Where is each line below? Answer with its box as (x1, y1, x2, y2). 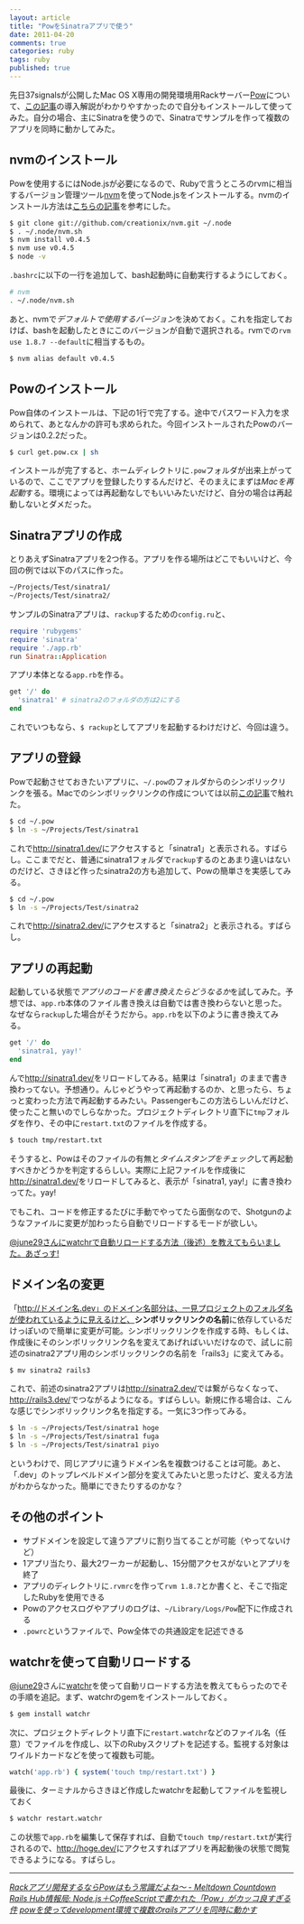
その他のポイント (9, 1510, 105, 1525)
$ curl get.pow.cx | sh (9, 448, 99, 457)
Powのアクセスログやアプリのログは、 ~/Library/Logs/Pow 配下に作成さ (22, 1603, 286, 1613)
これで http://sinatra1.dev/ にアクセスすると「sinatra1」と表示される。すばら (9, 842, 289, 853)
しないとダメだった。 (16, 498, 97, 510)
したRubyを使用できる (22, 1591, 106, 1603)
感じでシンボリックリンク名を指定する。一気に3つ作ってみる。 (16, 1406, 251, 1417)
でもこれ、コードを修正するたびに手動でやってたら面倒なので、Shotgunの (9, 1206, 286, 1217)
